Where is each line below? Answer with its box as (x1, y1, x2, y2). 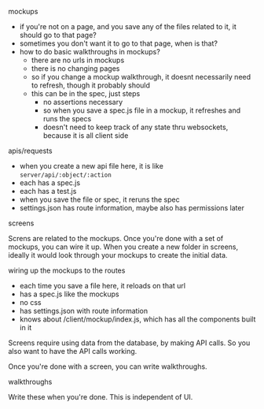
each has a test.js (19, 187, 77, 195)
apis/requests (8, 146, 53, 155)
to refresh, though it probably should (31, 80, 151, 90)
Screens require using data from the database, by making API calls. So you (8, 338, 251, 348)
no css (19, 298, 42, 307)
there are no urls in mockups (31, 55, 125, 65)
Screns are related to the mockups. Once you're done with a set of (8, 234, 224, 243)
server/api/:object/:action (19, 171, 112, 179)
